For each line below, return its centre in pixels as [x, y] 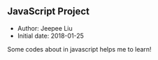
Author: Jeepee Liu [45, 28]
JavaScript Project [48, 12]
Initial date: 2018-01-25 [50, 36]
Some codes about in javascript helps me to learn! [79, 49]
